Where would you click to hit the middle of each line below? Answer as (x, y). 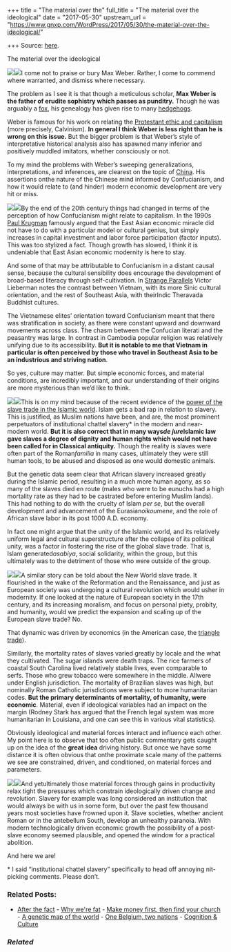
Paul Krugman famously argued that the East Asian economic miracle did (111, 223)
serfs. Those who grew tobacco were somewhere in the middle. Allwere (109, 675)
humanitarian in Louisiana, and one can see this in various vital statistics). (111, 719)
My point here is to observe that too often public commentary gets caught (112, 740)
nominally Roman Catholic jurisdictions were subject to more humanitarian (112, 690)
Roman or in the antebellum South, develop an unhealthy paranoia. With (109, 820)
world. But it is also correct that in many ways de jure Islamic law (123, 431)
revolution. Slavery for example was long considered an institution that (107, 798)
